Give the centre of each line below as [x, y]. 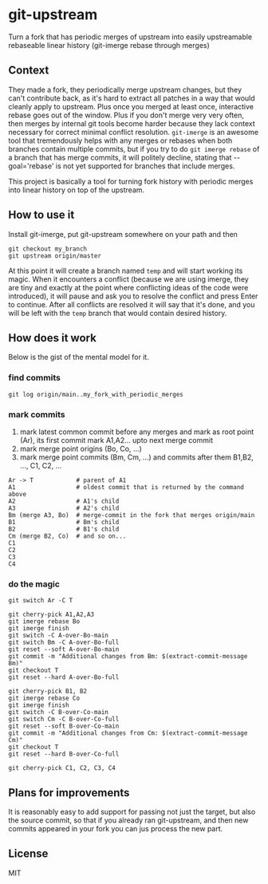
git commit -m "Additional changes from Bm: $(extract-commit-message [128, 657]
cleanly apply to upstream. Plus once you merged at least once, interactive [131, 106]
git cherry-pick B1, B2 [48, 692]
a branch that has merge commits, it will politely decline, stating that [120, 157]
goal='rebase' [31, 166]
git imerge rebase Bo [44, 622]
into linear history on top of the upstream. [77, 190]
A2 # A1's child [64, 501]
